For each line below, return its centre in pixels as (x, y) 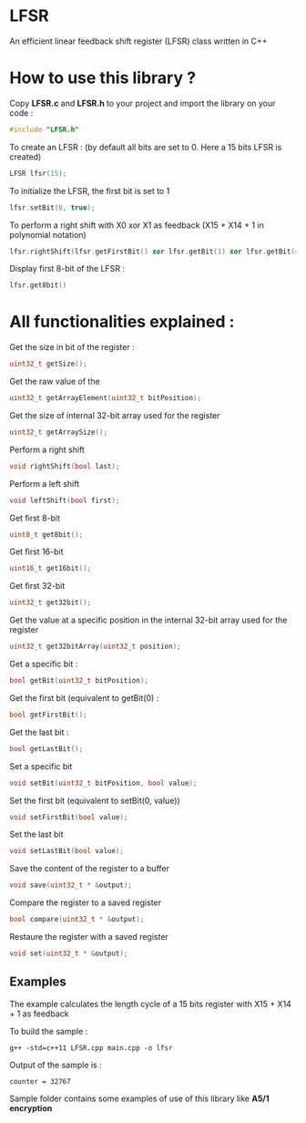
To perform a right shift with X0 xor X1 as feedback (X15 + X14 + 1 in (137, 225)
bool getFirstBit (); (49, 715)
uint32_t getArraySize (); (58, 432)
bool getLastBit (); (46, 748)
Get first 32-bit (37, 586)
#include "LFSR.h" (44, 129)
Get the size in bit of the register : (72, 347)
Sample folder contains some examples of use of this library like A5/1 (140, 1098)
